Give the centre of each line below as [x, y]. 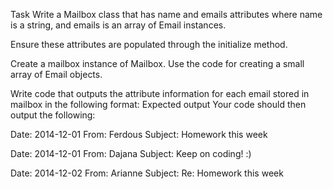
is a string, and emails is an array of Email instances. [118, 25]
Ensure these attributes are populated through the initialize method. [149, 44]
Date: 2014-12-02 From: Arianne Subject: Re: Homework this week [147, 173]
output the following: [53, 115]
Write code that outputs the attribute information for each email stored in [160, 93]
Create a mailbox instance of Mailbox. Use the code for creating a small [157, 63]
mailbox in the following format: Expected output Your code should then [158, 104]
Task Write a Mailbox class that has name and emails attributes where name [166, 14]
